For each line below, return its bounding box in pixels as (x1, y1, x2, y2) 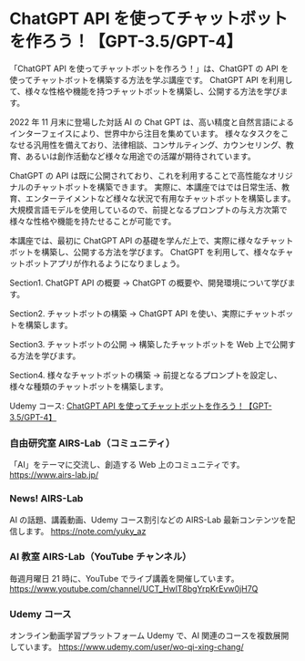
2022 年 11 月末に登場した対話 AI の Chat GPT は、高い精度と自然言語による (9, 116, 294, 128)
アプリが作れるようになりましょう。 (48, 257, 185, 269)
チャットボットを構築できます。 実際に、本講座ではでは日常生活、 (33, 181, 282, 192)
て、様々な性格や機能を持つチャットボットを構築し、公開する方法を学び (9, 86, 280, 97)
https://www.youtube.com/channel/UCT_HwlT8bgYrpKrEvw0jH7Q (9, 583, 259, 594)
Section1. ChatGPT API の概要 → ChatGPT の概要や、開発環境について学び (9, 277, 289, 288)
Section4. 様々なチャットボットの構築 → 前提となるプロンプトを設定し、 (9, 369, 282, 380)
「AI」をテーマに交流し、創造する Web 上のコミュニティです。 (9, 460, 245, 470)
